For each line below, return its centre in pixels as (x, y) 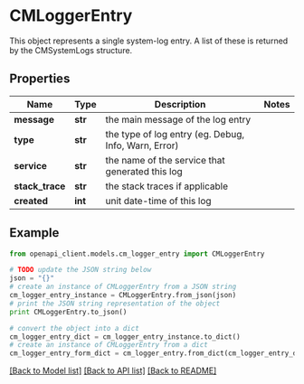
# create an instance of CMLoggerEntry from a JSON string (123, 287)
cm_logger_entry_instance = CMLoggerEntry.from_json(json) (123, 295)
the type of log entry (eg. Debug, (175, 134)
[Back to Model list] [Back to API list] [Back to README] (113, 370)
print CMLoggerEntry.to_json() (68, 312)
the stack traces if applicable (167, 186)
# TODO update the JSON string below (81, 270)
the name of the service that (165, 160)
